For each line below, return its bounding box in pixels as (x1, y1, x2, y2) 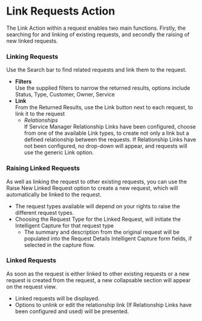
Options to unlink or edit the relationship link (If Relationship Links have (15, 301, 192, 308)
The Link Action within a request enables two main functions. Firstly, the (6, 24, 186, 32)
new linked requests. (6, 37, 59, 44)
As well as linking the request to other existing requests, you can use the (6, 178, 187, 185)
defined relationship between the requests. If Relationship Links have (24, 136, 197, 143)
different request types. (15, 209, 74, 216)
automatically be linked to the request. (6, 191, 102, 198)
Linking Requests (6, 52, 59, 61)
